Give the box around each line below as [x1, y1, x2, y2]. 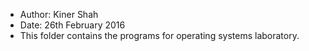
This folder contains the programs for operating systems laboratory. [19, 30, 300, 41]
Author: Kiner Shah [19, 9, 99, 20]
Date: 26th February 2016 [19, 19, 126, 31]
